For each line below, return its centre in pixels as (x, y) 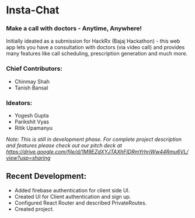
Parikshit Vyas (32, 122)
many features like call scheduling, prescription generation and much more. (97, 54)
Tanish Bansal (31, 88)
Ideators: (19, 103)
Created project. (34, 209)
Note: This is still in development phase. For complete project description (94, 139)
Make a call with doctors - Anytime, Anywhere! (74, 29)
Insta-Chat (33, 10)
